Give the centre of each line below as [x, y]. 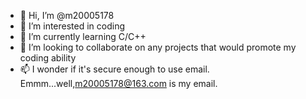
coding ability [48, 58]
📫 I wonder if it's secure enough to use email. [114, 69]
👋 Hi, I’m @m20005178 [67, 15]
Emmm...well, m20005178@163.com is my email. [118, 83]
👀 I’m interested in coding [72, 26]
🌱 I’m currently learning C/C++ [83, 36]
